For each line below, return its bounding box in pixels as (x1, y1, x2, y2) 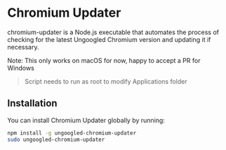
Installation (7, 98, 58, 110)
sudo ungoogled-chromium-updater (7, 136, 105, 143)
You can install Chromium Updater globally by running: (7, 116, 165, 124)
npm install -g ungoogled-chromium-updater (7, 129, 137, 137)
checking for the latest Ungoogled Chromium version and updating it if (7, 35, 211, 43)
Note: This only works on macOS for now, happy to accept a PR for (7, 56, 201, 64)
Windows (7, 63, 35, 72)
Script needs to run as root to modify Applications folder (24, 77, 187, 85)
